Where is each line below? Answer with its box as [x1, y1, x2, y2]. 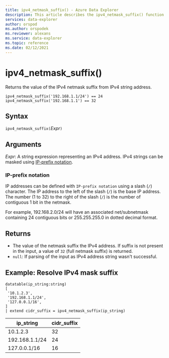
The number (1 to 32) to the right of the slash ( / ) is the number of [5, 194, 141, 200]
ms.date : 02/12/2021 [5, 45, 49, 50]
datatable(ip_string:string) [5, 282, 67, 287]
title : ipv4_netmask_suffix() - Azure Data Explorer [5, 7, 119, 13]
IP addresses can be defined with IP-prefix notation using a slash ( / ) [5, 183, 152, 189]
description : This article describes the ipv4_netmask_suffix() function [5, 12, 164, 17]
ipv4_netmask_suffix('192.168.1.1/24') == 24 [5, 93, 103, 99]
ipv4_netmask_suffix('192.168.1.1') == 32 [5, 98, 96, 103]
